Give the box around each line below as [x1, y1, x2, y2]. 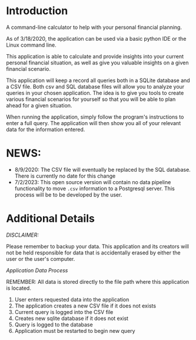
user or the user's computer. [6, 255, 75, 262]
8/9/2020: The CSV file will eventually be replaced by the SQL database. [14, 166, 191, 173]
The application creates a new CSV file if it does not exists [14, 302, 157, 309]
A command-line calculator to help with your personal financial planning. [6, 24, 182, 31]
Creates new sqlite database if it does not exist [14, 315, 128, 322]
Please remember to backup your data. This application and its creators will [6, 243, 190, 250]
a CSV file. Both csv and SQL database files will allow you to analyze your [6, 83, 185, 90]
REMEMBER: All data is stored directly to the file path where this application [6, 278, 190, 285]
